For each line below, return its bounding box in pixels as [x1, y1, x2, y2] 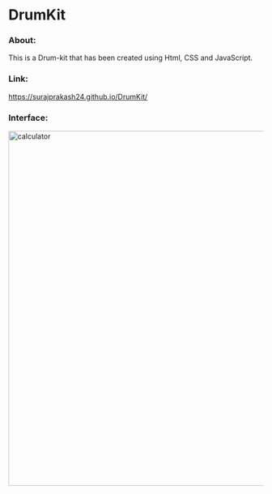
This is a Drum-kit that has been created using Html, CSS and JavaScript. [8, 53, 253, 62]
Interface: [8, 112, 49, 123]
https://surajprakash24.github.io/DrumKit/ [8, 92, 148, 101]
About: [8, 35, 36, 46]
